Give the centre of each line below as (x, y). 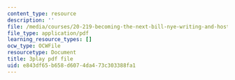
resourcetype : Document (42, 53)
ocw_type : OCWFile (34, 46)
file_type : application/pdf (48, 33)
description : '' (31, 20)
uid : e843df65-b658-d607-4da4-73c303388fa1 (72, 65)
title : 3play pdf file (40, 59)
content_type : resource (42, 14)
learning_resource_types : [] (50, 40)
